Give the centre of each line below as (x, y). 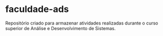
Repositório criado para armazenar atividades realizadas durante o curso (82, 23)
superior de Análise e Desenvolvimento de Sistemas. (61, 28)
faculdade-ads (37, 9)
